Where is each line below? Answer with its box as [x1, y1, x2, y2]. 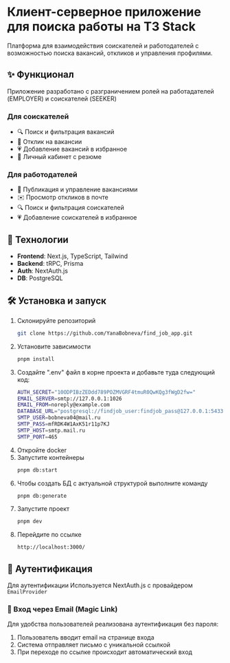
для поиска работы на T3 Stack [7, 19, 196, 34]
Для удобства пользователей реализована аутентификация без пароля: [7, 620, 218, 629]
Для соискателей [7, 112, 69, 121]
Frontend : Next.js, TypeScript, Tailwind [16, 252, 128, 260]
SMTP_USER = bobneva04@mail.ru [16, 414, 101, 421]
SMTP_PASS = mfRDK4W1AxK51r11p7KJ [16, 421, 110, 428]
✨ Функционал [7, 69, 74, 81]
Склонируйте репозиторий [16, 316, 96, 324]
